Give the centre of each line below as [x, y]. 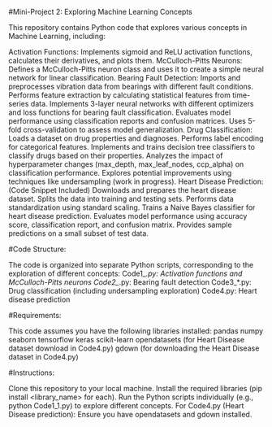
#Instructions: [32, 373]
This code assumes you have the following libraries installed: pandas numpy [136, 331]
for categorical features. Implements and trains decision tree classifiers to [132, 147]
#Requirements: [35, 315]
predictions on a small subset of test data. [78, 233]
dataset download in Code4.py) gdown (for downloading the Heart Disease [134, 348]
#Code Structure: [37, 249]
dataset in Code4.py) [43, 357]
